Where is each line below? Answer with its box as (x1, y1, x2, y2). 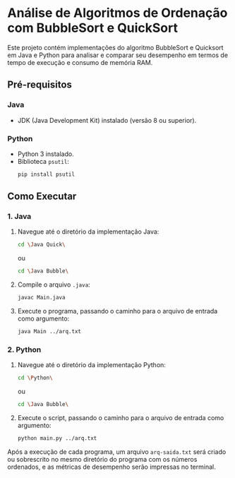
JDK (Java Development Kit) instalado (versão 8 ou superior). (17, 116, 197, 124)
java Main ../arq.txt (17, 328, 81, 335)
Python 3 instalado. (17, 150, 74, 158)
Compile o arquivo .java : (17, 280, 90, 289)
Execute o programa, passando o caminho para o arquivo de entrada (17, 307, 218, 316)
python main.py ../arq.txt (17, 435, 97, 442)
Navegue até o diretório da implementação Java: (17, 227, 159, 236)
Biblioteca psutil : (17, 157, 69, 165)
